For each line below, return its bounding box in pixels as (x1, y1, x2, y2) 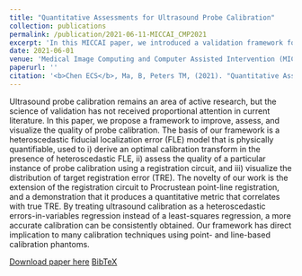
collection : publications (9, 22, 106, 30)
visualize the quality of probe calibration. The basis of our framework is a (9, 125, 280, 135)
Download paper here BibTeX (9, 256, 118, 267)
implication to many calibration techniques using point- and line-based (9, 229, 271, 240)
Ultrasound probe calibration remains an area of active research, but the (9, 96, 277, 107)
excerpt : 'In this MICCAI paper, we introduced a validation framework (9, 38, 283, 47)
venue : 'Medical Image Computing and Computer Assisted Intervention (9, 55, 276, 64)
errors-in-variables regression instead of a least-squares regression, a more (9, 210, 292, 220)
